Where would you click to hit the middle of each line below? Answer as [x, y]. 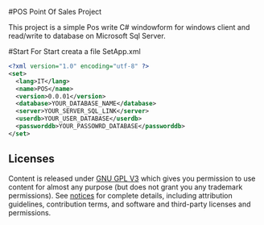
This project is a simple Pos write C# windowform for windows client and [129, 27]
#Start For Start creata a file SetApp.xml [74, 51]
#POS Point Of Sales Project [55, 12]
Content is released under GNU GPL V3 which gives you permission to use [132, 178]
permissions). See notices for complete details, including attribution [121, 195]
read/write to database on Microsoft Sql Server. [87, 36]
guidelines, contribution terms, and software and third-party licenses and [130, 204]
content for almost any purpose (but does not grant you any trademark [126, 187]
